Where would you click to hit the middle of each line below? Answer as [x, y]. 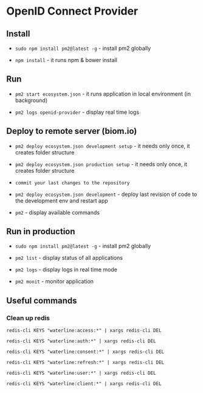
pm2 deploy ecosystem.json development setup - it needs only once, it [102, 146]
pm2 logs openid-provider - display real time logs [77, 112]
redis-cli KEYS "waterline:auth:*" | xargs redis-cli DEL [81, 341]
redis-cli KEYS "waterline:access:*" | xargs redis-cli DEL [84, 331]
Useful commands [42, 300]
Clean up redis [28, 318]
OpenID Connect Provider [72, 11]
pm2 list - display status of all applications [69, 258]
